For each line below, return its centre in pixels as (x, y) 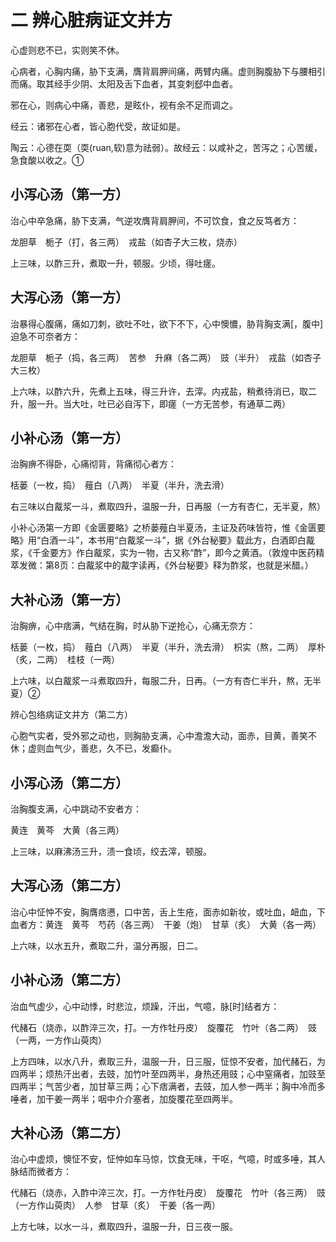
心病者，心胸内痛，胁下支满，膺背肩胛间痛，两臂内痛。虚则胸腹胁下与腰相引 (168, 71)
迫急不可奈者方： (45, 336)
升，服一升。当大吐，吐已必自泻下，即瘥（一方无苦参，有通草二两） (150, 403)
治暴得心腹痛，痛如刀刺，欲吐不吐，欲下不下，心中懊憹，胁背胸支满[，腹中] (167, 323)
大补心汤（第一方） (69, 599)
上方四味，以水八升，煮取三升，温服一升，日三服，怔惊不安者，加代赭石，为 (168, 1061)
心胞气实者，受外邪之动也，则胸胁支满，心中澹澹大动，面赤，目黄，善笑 (159, 736)
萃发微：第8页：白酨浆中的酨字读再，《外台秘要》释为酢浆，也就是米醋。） (162, 565)
